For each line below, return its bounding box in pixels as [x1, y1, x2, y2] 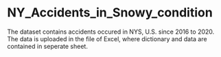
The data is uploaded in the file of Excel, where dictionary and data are [7, 34, 207, 43]
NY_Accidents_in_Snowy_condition [7, 5, 213, 21]
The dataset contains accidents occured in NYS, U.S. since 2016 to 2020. [7, 27, 215, 36]
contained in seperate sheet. [7, 42, 88, 50]
